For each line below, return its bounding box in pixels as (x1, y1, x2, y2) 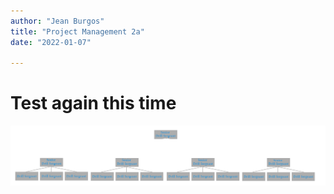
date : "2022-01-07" (10, 37, 92, 47)
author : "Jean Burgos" (10, 16, 105, 26)
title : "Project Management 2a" (10, 26, 145, 37)
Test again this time (10, 92, 177, 115)
